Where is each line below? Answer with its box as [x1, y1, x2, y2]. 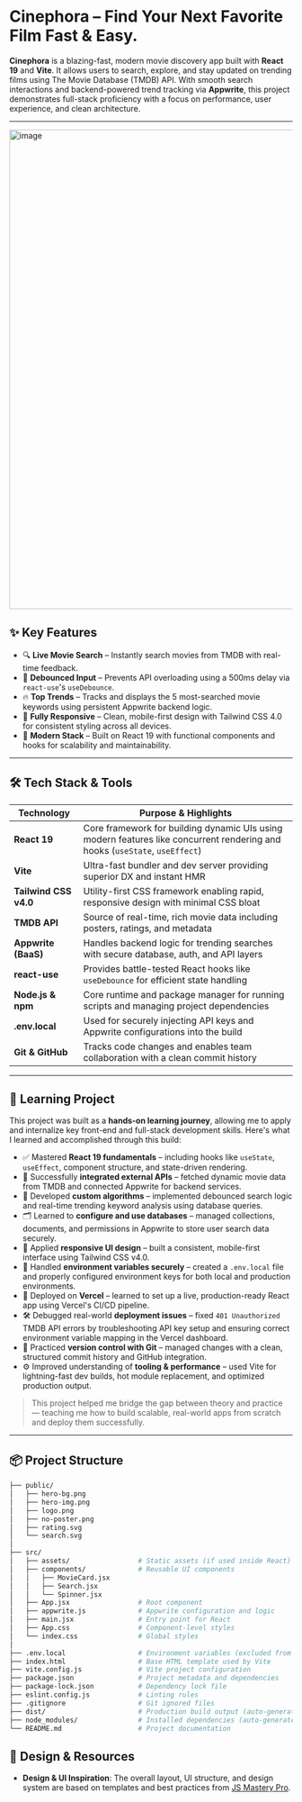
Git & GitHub [13, 1046, 68, 1058]
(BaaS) [13, 947, 44, 960]
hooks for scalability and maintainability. [22, 739, 172, 750]
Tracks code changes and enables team [83, 1040, 253, 1053]
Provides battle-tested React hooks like [83, 962, 251, 974]
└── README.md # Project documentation [9, 1724, 231, 1733]
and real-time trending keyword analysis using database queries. [22, 1200, 263, 1211]
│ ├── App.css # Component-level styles [9, 1624, 235, 1633]
